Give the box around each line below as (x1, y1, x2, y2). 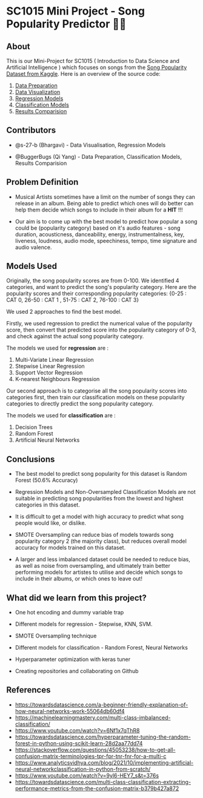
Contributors (6, 125, 56, 136)
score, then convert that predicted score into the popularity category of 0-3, (6, 326, 197, 334)
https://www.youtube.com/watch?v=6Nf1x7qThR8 (15, 727, 140, 734)
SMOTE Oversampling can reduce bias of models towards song (15, 531, 174, 539)
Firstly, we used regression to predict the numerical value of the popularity (6, 320, 193, 327)
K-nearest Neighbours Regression (15, 376, 100, 383)
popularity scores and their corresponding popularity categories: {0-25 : (6, 290, 187, 298)
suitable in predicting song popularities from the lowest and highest (15, 495, 184, 502)
